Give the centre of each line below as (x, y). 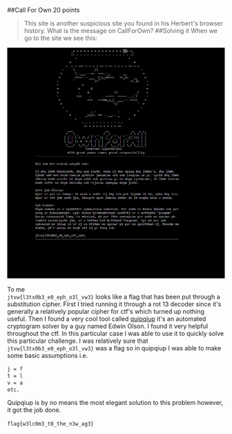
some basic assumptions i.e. (48, 355)
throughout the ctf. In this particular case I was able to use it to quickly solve (116, 333)
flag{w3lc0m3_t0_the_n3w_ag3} (51, 424)
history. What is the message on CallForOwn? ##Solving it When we (121, 31)
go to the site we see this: (61, 38)
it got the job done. (34, 410)
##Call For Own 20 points (43, 10)
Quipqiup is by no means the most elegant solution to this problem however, (115, 402)
